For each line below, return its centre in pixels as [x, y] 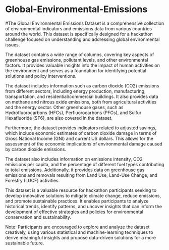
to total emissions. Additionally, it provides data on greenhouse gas [75, 170]
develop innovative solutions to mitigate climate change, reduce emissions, [83, 195]
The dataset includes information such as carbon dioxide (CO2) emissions [82, 86]
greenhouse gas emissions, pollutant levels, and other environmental [77, 60]
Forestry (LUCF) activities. [33, 180]
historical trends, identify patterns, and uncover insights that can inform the [84, 206]
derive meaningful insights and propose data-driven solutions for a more [81, 237]
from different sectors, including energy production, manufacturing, [75, 91]
